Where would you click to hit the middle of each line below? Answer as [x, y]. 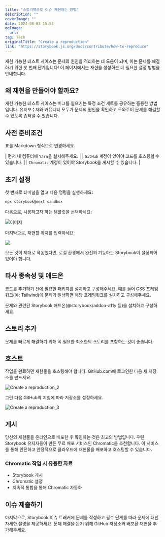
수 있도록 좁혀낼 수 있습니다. [32, 116]
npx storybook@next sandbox [34, 202]
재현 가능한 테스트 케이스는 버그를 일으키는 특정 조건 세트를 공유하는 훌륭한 [77, 103]
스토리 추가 [21, 329]
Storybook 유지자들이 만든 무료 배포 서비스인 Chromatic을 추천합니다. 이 [75, 444]
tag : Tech [15, 38]
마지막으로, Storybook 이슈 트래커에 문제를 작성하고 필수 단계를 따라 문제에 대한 [82, 518]
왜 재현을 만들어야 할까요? [42, 91]
